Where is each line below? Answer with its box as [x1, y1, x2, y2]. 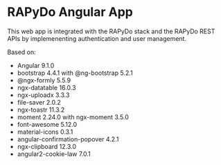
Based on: [7, 48, 36, 56]
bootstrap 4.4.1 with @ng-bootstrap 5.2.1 [17, 69, 133, 77]
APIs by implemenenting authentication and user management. [7, 34, 187, 42]
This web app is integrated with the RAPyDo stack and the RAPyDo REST [7, 27, 215, 35]
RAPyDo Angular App [7, 4, 133, 20]
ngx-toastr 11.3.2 [17, 105, 65, 114]
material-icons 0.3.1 [17, 128, 73, 136]
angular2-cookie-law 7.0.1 [17, 150, 91, 158]
